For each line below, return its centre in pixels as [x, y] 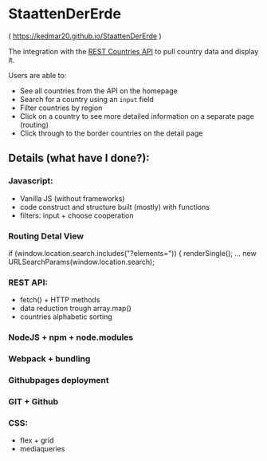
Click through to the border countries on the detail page [111, 133]
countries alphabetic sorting [66, 317]
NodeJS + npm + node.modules [71, 337]
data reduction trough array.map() [75, 309]
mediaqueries [42, 449]
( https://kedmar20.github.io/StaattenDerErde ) [85, 36]
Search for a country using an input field [86, 99]
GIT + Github [33, 401]
